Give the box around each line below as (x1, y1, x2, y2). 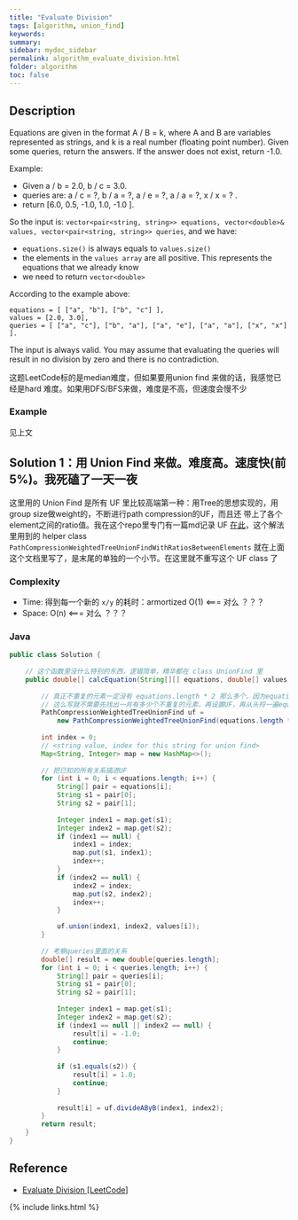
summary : (9, 37, 42, 47)
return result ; (41, 1120, 98, 1129)
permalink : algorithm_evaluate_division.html (9, 54, 180, 63)
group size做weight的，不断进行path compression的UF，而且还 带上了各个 (9, 508, 283, 519)
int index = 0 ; (41, 733, 98, 742)
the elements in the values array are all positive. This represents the (21, 252, 272, 262)
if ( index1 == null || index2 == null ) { (56, 1021, 213, 1029)
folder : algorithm (9, 63, 77, 72)
